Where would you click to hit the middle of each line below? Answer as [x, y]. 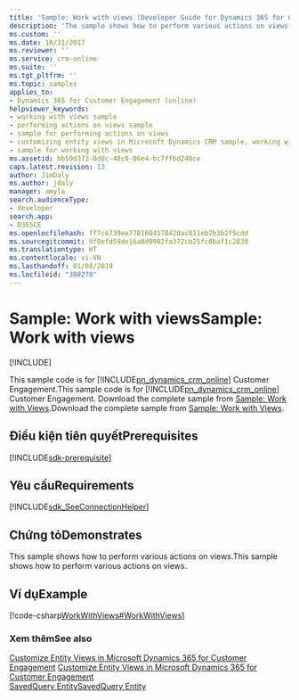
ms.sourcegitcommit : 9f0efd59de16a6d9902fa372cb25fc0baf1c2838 [129, 242]
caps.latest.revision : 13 [57, 167]
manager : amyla [37, 192]
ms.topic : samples [43, 84]
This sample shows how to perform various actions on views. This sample [144, 556]
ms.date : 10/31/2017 [48, 42]
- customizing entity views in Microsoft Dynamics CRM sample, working [145, 142]
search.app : [31, 216]
